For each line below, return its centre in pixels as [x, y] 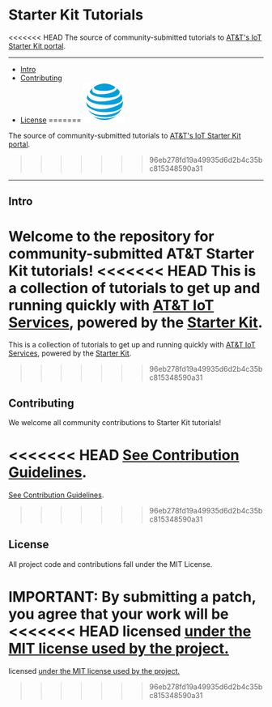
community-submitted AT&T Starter [132, 253]
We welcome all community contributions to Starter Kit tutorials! [115, 423]
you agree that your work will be [119, 614]
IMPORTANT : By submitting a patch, [132, 597]
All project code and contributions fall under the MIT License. [110, 564]
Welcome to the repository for [111, 236]
